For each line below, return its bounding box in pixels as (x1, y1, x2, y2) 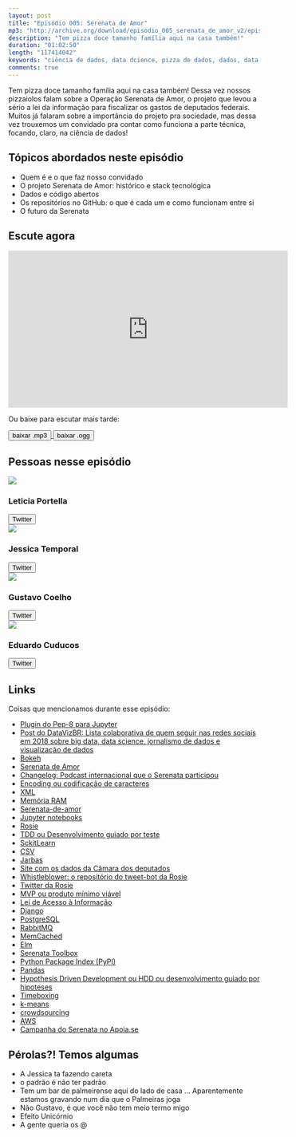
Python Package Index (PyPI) (19, 957, 116, 966)
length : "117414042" (8, 49, 77, 57)
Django (19, 906, 44, 916)
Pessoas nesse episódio (8, 455, 132, 468)
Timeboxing (19, 991, 60, 1001)
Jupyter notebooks (19, 813, 82, 823)
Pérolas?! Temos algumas (8, 1048, 140, 1061)
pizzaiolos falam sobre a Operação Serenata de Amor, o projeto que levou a (8, 93, 257, 104)
